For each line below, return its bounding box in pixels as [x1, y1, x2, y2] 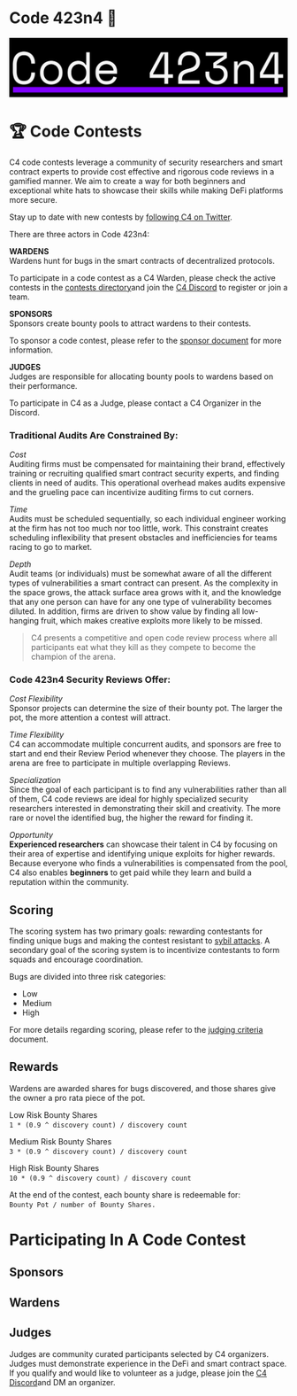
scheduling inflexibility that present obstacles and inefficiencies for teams [9, 531, 278, 543]
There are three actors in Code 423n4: [9, 229, 150, 239]
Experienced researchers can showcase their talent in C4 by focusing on [9, 839, 278, 849]
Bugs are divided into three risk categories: [9, 972, 166, 982]
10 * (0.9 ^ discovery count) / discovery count [9, 1174, 192, 1183]
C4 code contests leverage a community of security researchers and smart [9, 157, 283, 167]
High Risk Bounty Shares [9, 1162, 100, 1173]
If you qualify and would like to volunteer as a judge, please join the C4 [9, 1368, 268, 1378]
